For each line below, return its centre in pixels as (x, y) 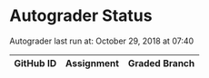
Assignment (92, 63)
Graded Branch (161, 63)
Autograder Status (81, 16)
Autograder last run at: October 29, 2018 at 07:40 (102, 41)
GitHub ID (35, 63)
